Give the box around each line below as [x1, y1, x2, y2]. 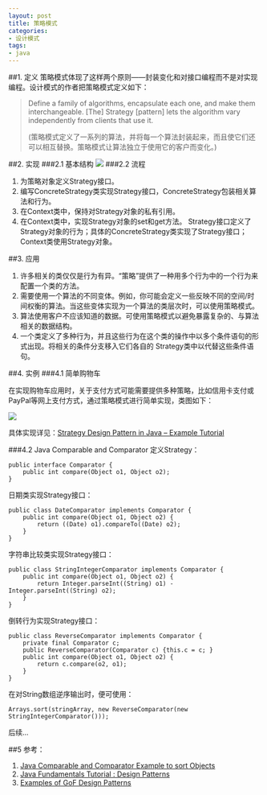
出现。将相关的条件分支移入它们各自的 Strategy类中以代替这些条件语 [26, 341, 254, 351]
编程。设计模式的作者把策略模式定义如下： [8, 82, 149, 92]
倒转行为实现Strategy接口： [8, 616, 100, 625]
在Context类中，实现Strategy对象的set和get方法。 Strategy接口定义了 [19, 216, 252, 226]
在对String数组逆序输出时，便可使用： [8, 690, 134, 698]
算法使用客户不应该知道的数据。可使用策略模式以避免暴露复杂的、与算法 [19, 311, 259, 320]
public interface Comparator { [8, 461, 113, 469]
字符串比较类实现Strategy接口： [8, 550, 114, 559]
